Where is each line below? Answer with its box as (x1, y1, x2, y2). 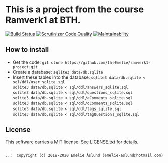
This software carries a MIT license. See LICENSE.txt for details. (5, 139, 139, 145)
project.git (12, 64, 38, 69)
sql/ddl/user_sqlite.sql (12, 79, 65, 84)
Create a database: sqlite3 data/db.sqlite (12, 69, 103, 75)
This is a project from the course (5, 4, 144, 15)
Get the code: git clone (12, 59, 63, 65)
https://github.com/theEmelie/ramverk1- (65, 60, 151, 65)
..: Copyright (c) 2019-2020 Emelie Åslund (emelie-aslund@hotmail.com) (5, 153, 164, 158)
